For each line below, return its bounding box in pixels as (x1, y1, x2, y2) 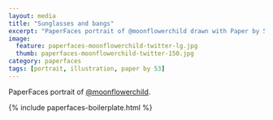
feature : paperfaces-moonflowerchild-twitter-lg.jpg (15, 42, 198, 50)
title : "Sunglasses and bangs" (8, 19, 115, 28)
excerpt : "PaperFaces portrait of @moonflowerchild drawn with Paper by (8, 27, 260, 35)
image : (8, 34, 31, 43)
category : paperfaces (8, 58, 82, 66)
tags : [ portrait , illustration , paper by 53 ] (8, 65, 165, 73)
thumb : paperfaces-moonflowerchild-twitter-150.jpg (15, 49, 195, 58)
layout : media (8, 11, 57, 20)
